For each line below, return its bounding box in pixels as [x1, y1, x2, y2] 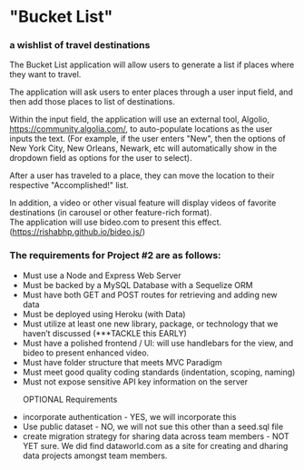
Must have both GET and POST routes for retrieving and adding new [22, 289, 279, 300]
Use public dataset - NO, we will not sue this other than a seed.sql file [22, 421, 284, 432]
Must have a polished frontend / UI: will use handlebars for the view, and [22, 337, 294, 348]
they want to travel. [9, 69, 82, 80]
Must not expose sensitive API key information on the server [22, 375, 249, 387]
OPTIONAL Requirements [22, 394, 118, 405]
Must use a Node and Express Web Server [22, 270, 181, 281]
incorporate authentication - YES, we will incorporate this [22, 411, 237, 422]
